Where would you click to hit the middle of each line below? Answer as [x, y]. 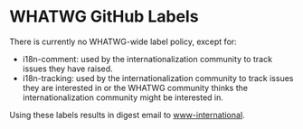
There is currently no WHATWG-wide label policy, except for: [123, 41]
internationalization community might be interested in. [123, 97]
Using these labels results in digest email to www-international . [128, 115]
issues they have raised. [67, 69]
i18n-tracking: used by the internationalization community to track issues [158, 78]
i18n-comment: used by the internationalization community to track [147, 59]
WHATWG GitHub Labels [104, 17]
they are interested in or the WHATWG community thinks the [135, 88]
